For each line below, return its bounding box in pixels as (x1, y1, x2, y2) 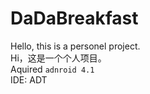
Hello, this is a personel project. (10, 40, 141, 52)
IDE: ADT (10, 73, 48, 86)
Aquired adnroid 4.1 (10, 63, 95, 75)
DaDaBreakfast (10, 7, 139, 30)
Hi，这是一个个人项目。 (10, 52, 107, 64)
